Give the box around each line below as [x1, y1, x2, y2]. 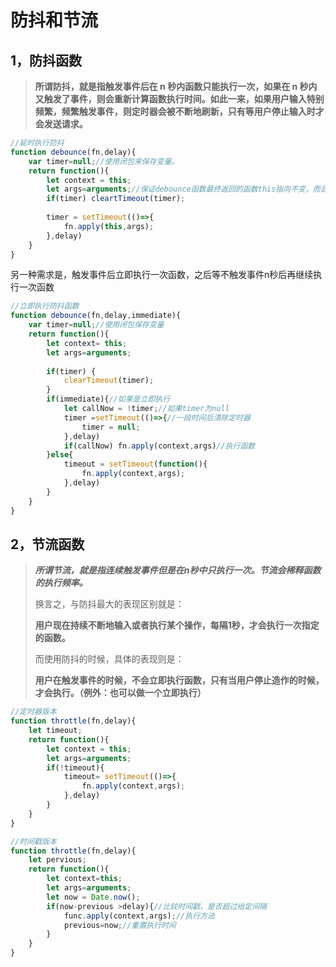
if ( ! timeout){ [46, 762, 105, 773]
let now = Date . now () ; [46, 892, 141, 902]
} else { [46, 450, 74, 460]
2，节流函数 [10, 536, 85, 553]
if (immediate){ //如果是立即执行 [46, 394, 171, 405]
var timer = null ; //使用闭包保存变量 [28, 320, 165, 330]
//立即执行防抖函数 [10, 301, 80, 311]
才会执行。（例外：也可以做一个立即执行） [34, 687, 207, 699]
